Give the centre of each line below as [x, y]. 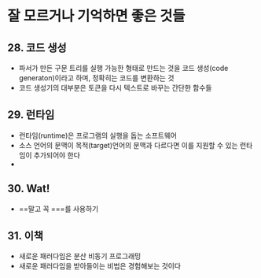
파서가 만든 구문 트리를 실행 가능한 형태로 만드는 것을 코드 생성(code [123, 68]
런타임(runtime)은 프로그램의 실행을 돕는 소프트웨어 [98, 135]
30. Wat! [29, 189]
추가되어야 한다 [57, 155]
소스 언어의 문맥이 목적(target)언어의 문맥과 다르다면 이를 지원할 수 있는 [128, 145]
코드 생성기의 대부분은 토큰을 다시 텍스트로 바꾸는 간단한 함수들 [115, 88]
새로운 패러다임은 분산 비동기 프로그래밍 [80, 256]
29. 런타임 [31, 115]
